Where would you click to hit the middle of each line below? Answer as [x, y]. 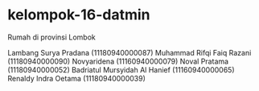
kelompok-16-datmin [79, 15]
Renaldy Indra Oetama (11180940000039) [77, 78]
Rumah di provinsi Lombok [51, 37]
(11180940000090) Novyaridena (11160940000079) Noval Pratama [118, 61]
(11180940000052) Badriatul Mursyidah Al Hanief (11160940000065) [121, 69]
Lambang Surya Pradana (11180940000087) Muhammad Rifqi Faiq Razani [129, 52]
